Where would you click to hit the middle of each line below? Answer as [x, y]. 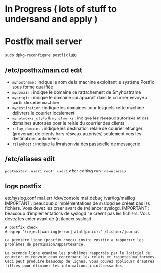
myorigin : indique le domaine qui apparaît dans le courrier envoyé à [80, 97]
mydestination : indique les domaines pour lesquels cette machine [78, 107]
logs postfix [23, 186]
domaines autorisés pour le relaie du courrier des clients [68, 123]
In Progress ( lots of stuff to [61, 9]
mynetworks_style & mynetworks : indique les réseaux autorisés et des [80, 118]
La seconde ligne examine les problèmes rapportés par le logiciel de [78, 253]
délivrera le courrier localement [43, 113]
